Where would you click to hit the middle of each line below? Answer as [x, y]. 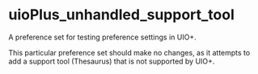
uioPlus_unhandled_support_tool [121, 15]
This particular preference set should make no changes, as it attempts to [129, 52]
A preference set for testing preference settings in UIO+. [102, 37]
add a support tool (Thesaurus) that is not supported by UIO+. [112, 61]
